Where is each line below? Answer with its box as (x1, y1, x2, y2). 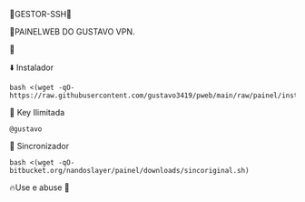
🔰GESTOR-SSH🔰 (9, 9, 73, 19)
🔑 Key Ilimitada (9, 107, 65, 117)
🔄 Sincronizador (9, 141, 70, 151)
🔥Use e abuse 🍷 (9, 182, 70, 193)
